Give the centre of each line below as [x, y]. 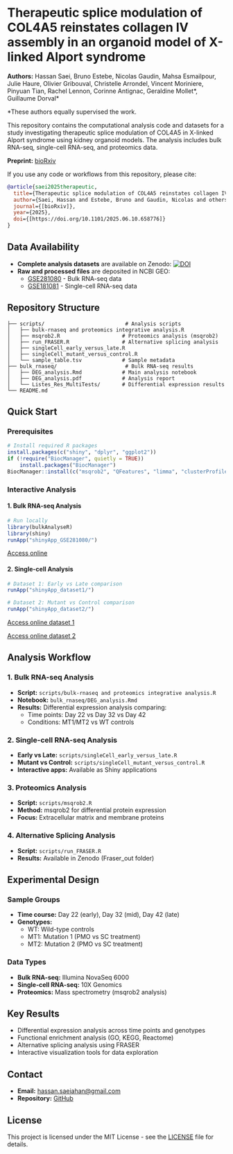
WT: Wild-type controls [61, 929]
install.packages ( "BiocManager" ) [68, 465]
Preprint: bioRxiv [32, 160]
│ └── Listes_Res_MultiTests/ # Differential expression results [116, 384]
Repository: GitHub [45, 1099]
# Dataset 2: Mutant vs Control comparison [71, 603]
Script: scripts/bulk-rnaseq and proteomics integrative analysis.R [116, 692]
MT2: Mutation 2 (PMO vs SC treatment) [85, 944]
